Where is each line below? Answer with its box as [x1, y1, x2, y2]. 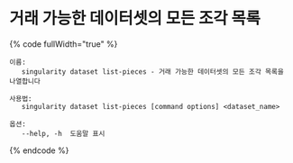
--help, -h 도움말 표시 [21, 129, 105, 138]
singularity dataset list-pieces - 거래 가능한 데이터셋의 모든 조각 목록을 [21, 67, 284, 77]
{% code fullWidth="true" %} [9, 38, 118, 50]
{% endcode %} [9, 145, 69, 156]
